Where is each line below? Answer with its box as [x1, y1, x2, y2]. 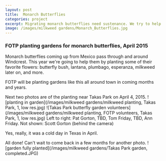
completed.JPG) [5, 151, 39, 157]
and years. [5, 84, 27, 90]
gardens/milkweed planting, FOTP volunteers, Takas [45, 110, 153, 116]
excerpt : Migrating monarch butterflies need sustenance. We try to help [5, 21, 162, 26]
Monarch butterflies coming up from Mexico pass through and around [5, 53, 148, 60]
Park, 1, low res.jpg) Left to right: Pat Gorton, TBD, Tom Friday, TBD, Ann [5, 115, 153, 121]
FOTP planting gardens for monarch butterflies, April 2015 [5, 42, 148, 49]
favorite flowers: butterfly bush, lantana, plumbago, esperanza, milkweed [5, 64, 155, 70]
